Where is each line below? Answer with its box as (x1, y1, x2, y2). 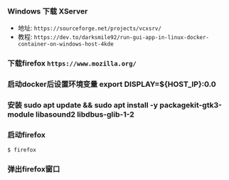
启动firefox (7, 129, 46, 139)
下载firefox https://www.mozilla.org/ (7, 58, 137, 68)
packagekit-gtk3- (159, 100, 223, 110)
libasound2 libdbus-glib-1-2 (35, 110, 135, 120)
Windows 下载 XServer (7, 6, 88, 16)
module (7, 110, 34, 120)
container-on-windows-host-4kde (17, 41, 114, 48)
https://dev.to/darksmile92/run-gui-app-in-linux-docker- (33, 34, 210, 41)
